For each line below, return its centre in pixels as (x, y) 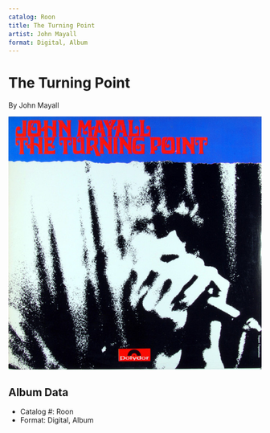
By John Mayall (34, 105)
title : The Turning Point (51, 25)
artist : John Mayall (43, 34)
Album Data (39, 392)
